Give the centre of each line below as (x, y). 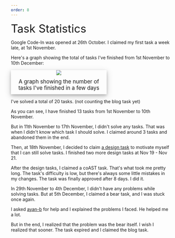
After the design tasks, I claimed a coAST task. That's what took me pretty (89, 168)
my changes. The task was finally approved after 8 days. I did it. (78, 178)
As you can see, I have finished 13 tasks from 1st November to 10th (81, 111)
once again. (23, 199)
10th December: (28, 63)
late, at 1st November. (33, 48)
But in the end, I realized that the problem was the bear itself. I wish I (82, 224)
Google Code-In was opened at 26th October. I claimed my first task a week (90, 42)
